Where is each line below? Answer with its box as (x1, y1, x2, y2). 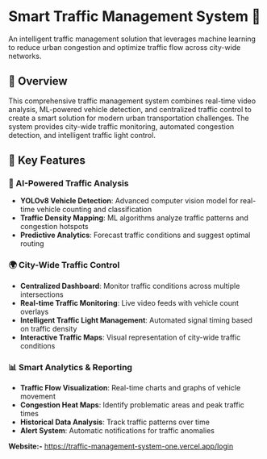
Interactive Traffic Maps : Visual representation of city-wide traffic (19, 332, 241, 342)
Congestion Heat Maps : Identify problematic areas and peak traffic (19, 400, 244, 410)
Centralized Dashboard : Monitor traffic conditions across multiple (19, 281, 240, 290)
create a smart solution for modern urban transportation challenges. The (8, 113, 249, 123)
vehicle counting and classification (36, 205, 152, 215)
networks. (8, 51, 42, 61)
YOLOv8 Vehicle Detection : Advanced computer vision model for (19, 196, 239, 206)
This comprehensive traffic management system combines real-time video (8, 96, 257, 106)
